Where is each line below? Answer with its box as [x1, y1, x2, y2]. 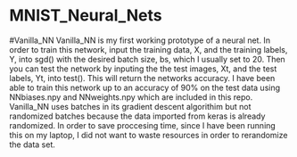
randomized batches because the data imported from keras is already [9, 111, 266, 121]
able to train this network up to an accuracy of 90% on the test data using [9, 82, 281, 93]
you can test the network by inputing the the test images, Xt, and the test [9, 63, 277, 74]
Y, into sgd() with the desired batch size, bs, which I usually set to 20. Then [9, 54, 285, 64]
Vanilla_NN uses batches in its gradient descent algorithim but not [9, 101, 252, 112]
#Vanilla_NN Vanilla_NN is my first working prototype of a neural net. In [9, 35, 270, 45]
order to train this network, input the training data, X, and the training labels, [9, 44, 288, 54]
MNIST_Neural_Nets [9, 5, 162, 26]
